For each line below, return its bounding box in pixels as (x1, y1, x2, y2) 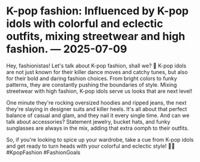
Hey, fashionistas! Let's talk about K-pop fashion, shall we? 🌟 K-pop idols (6, 62, 187, 69)
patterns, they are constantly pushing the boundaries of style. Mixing (6, 81, 177, 88)
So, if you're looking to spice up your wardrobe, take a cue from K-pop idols (6, 136, 194, 143)
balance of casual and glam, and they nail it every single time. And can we (6, 112, 190, 119)
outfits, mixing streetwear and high (6, 30, 186, 43)
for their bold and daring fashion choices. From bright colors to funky (6, 75, 177, 82)
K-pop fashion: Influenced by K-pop (6, 4, 189, 18)
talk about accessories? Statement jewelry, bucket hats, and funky (6, 118, 171, 125)
